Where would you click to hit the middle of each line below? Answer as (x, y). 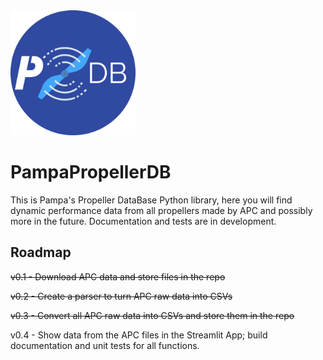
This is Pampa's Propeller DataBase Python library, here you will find (151, 200)
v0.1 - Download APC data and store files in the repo (118, 276)
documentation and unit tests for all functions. (105, 345)
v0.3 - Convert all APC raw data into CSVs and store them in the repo (152, 315)
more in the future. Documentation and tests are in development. (143, 221)
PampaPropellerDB (91, 172)
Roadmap (41, 252)
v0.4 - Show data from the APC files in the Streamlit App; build (139, 335)
